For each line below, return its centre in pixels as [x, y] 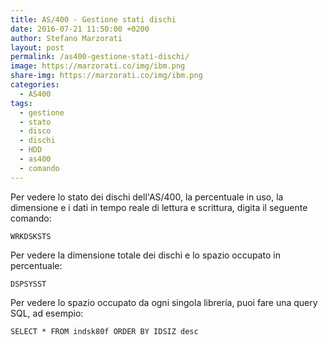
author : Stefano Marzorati [66, 38]
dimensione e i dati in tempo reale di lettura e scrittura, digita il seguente [159, 207]
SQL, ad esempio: [47, 313]
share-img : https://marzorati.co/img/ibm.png [106, 76]
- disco [35, 131]
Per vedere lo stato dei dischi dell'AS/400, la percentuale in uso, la [147, 197]
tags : [21, 103]
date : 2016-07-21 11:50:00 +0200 [80, 29]
